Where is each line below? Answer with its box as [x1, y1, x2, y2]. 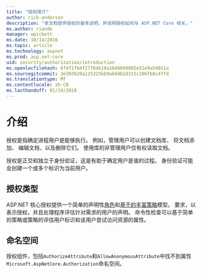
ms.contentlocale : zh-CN [6, 82, 69, 88]
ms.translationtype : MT [6, 76, 67, 82]
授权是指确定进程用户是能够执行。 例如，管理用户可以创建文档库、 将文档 [6, 136, 189, 144]
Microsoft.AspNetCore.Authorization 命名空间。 [6, 260, 125, 268]
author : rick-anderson [6, 14, 64, 21]
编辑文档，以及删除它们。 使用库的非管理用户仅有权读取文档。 [18, 144, 174, 151]
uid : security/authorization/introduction [6, 59, 115, 65]
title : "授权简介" [6, 8, 50, 15]
